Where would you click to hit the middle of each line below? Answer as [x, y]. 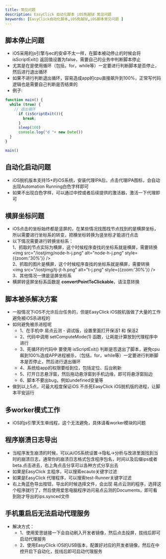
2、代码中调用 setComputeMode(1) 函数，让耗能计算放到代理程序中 [89, 337]
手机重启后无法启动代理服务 [48, 514]
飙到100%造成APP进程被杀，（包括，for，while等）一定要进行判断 [87, 355]
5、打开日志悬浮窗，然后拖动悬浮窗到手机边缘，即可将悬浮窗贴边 [86, 374]
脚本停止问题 [25, 40]
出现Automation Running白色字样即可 [51, 186]
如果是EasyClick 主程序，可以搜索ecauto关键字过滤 [65, 471]
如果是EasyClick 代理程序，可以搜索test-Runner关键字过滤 [72, 478]
